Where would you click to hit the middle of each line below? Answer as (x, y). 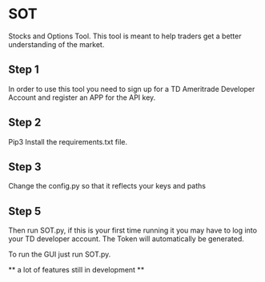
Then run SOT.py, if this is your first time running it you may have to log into (133, 230)
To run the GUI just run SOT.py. (60, 254)
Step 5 (25, 211)
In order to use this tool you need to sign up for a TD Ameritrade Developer (132, 89)
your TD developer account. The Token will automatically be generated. (126, 239)
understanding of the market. (56, 44)
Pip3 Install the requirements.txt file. (68, 141)
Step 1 (24, 70)
